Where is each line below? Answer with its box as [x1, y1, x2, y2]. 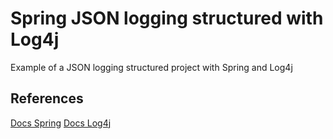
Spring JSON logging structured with [10, 7, 324, 30]
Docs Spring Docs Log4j [10, 117, 112, 129]
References [10, 90, 84, 107]
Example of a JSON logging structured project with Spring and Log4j [10, 61, 293, 73]
